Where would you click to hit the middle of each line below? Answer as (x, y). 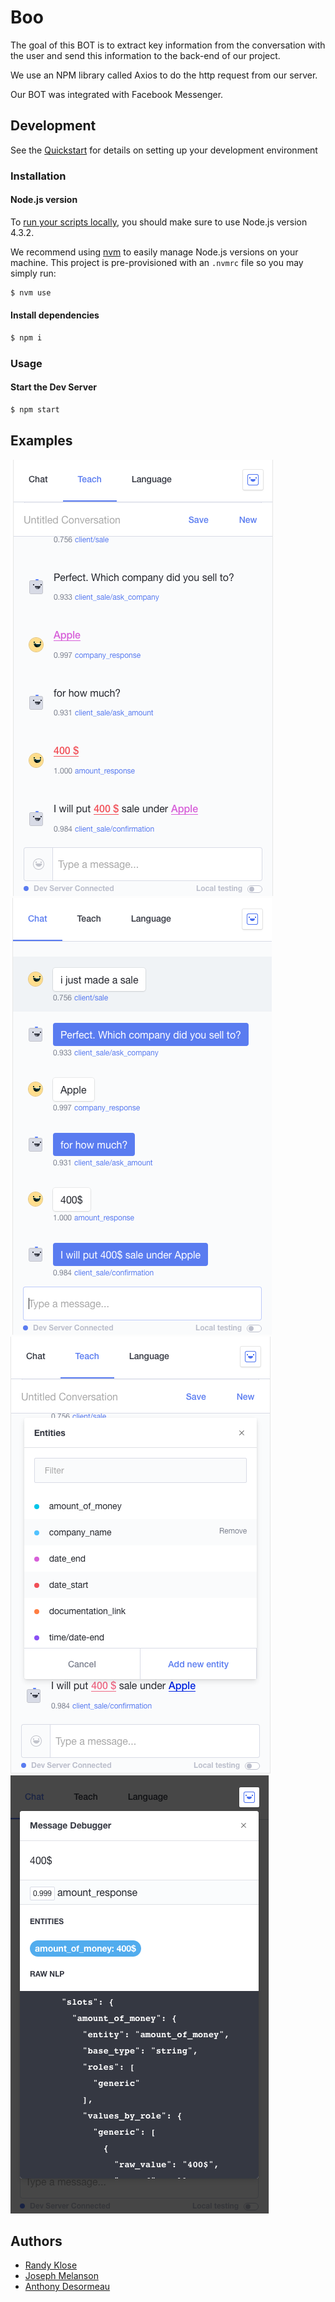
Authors (36, 2241)
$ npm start (35, 409)
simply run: (33, 273)
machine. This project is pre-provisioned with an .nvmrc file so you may (157, 262)
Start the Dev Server (53, 387)
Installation (38, 176)
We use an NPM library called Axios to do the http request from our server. (164, 75)
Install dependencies (55, 315)
